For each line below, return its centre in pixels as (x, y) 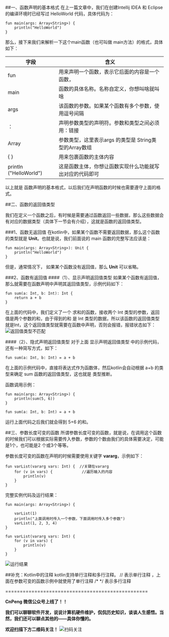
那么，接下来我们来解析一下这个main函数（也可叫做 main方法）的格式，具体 (84, 42)
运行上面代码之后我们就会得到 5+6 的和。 (48, 422)
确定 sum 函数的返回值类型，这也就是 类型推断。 (64, 374)
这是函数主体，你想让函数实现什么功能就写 (109, 166)
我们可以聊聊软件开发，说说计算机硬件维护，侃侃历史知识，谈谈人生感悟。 (82, 612)
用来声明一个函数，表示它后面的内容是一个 (109, 72)
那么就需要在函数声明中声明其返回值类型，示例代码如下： (65, 284)
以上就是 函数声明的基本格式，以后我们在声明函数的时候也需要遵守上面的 (81, 187)
